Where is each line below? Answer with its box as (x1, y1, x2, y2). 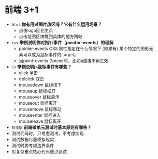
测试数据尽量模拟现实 (11, 136, 54, 142)
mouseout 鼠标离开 (18, 100, 57, 106)
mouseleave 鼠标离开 (18, 118, 61, 124)
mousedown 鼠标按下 (18, 82, 62, 88)
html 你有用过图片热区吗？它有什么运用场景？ (11, 21, 102, 27)
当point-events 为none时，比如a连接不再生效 (18, 58, 109, 64)
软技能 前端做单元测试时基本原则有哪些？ (11, 124, 92, 130)
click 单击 (18, 70, 38, 76)
